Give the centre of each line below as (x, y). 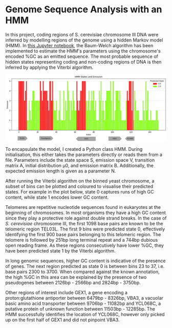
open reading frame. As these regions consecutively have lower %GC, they (84, 245)
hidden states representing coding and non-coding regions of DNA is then (83, 62)
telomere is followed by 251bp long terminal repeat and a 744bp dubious (82, 240)
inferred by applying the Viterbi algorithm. (49, 67)
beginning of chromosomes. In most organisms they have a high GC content (86, 213)
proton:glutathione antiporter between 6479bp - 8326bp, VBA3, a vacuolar (84, 298)
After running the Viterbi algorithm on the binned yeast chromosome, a (80, 181)
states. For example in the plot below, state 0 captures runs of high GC (80, 191)
